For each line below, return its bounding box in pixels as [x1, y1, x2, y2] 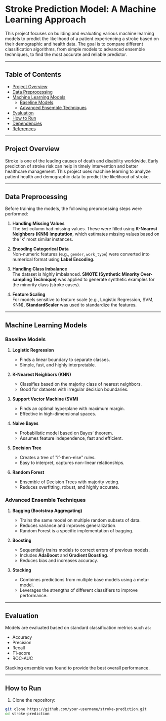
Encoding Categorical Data [12, 246, 69, 252]
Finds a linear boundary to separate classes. [19, 357, 110, 362]
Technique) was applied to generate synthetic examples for [33, 276, 155, 283]
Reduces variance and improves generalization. [19, 522, 117, 528]
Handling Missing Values [12, 220, 65, 226]
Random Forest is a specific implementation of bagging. [19, 528, 133, 534]
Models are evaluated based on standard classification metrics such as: [5, 625, 151, 631]
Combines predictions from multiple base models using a [19, 577, 136, 583]
